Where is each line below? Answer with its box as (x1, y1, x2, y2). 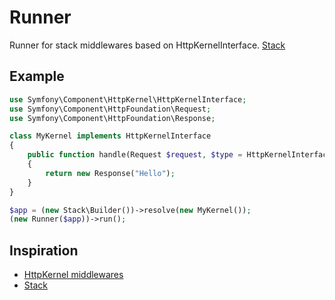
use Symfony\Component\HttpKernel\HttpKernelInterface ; (9, 94, 247, 105)
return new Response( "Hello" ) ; (45, 168, 176, 178)
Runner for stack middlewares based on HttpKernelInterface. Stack (9, 39, 286, 51)
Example (9, 68, 65, 85)
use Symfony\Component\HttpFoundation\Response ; (9, 113, 216, 123)
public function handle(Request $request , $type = (27, 150, 243, 160)
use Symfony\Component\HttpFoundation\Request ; (9, 104, 212, 114)
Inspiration (9, 242, 79, 259)
